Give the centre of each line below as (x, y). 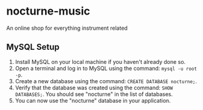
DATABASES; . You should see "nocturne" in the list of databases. (94, 94)
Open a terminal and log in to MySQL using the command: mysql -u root (106, 68)
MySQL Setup (33, 47)
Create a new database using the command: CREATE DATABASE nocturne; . (106, 81)
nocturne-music (48, 11)
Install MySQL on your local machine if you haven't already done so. (100, 61)
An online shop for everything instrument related (67, 28)
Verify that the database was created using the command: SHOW (94, 88)
